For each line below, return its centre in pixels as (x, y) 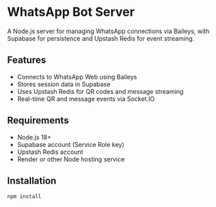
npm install (24, 197)
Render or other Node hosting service (71, 159)
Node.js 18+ (34, 137)
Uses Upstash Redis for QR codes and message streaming (100, 91)
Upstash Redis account (50, 152)
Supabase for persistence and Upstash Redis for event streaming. (101, 38)
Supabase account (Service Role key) (71, 144)
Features (27, 60)
